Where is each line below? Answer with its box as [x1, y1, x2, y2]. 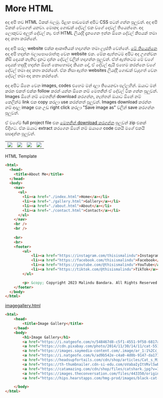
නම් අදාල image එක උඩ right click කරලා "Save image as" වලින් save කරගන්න [5, 104, 155, 110]
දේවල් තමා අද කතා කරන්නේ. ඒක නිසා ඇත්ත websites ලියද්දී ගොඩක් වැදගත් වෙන [5, 67, 158, 73]
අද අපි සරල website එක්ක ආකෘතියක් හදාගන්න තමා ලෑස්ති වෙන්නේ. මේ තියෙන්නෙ [5, 45, 158, 51]
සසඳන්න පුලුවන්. [5, 130, 35, 137]
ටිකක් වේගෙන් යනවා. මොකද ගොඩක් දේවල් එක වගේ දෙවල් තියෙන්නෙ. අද [5, 24, 144, 30]
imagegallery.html [5, 303, 41, 309]
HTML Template [5, 153, 37, 159]
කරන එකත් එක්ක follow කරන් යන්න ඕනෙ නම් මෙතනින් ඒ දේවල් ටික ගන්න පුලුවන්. [5, 88, 158, 94]
